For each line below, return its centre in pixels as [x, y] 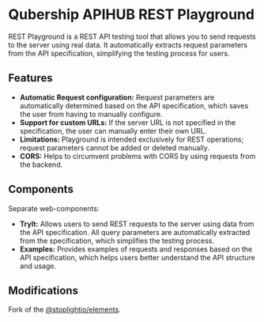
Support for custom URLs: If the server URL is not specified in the [127, 122]
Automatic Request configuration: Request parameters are [117, 97]
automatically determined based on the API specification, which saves [134, 105]
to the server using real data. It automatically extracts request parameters [128, 44]
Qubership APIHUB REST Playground [132, 15]
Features [30, 78]
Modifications [43, 290]
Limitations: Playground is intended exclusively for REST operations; [132, 139]
